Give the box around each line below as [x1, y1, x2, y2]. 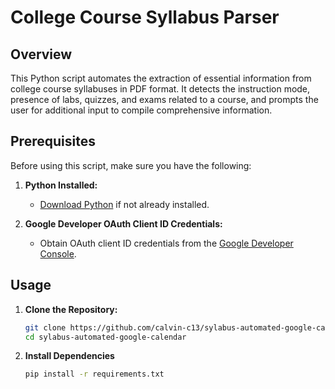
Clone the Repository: [24, 303, 118, 315]
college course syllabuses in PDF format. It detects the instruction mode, [10, 83, 311, 95]
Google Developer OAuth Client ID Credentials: [24, 217, 223, 230]
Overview [10, 46, 73, 63]
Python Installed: [24, 179, 98, 191]
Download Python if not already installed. [39, 198, 210, 210]
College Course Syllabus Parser [10, 6, 280, 29]
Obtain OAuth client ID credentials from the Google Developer [39, 237, 294, 249]
